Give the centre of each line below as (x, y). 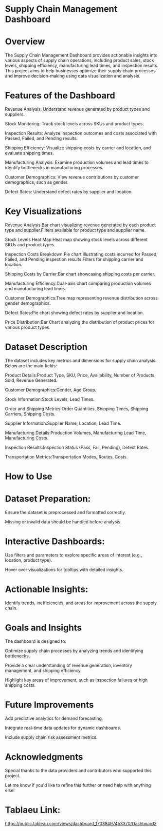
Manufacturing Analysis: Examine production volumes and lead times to (77, 162)
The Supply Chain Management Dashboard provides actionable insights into (81, 55)
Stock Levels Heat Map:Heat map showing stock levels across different (76, 239)
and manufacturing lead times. (36, 288)
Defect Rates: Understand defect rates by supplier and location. (69, 192)
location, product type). (29, 560)
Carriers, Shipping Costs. (30, 414)
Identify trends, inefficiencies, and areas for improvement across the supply (81, 603)
